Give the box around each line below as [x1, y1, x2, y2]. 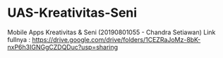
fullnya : [7, 35, 30, 43]
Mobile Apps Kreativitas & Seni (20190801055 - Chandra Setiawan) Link [7, 28, 216, 36]
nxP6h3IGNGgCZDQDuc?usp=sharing [7, 43, 119, 51]
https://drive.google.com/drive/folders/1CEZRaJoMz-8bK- [31, 35, 201, 43]
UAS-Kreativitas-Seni [7, 5, 138, 21]
